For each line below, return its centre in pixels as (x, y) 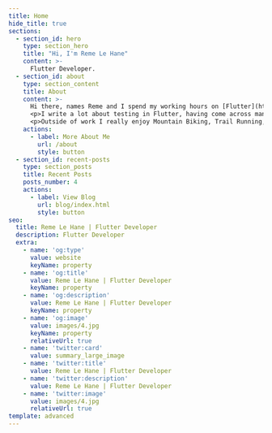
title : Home (28, 16)
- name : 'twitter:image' (65, 394)
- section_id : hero (49, 39)
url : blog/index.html (74, 205)
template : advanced (41, 416)
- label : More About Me (70, 136)
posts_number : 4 (51, 182)
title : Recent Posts (57, 175)
